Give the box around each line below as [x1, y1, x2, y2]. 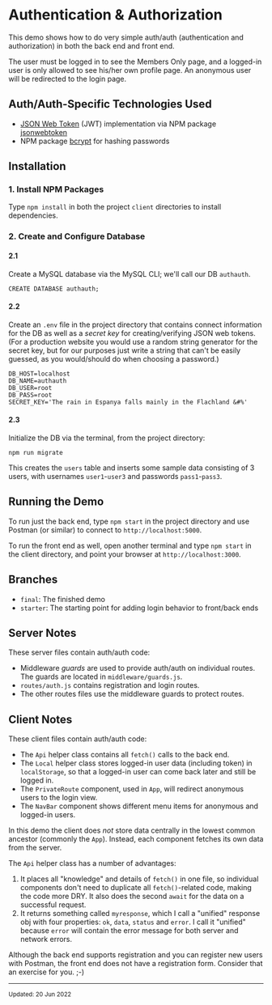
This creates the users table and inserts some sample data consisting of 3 [8, 463, 255, 473]
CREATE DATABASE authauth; [8, 285, 100, 293]
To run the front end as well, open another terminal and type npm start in [8, 541, 253, 550]
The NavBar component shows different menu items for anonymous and [19, 801, 259, 811]
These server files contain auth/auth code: [8, 647, 151, 657]
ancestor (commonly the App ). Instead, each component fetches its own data [8, 834, 264, 844]
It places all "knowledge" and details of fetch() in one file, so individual [19, 874, 259, 884]
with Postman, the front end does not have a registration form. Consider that [8, 959, 263, 969]
